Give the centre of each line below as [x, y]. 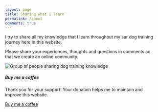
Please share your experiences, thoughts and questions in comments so [78, 52]
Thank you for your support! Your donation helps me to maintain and [74, 90]
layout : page [18, 9]
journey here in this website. [34, 42]
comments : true [21, 23]
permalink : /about [24, 19]
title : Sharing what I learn [35, 14]
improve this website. [27, 95]
